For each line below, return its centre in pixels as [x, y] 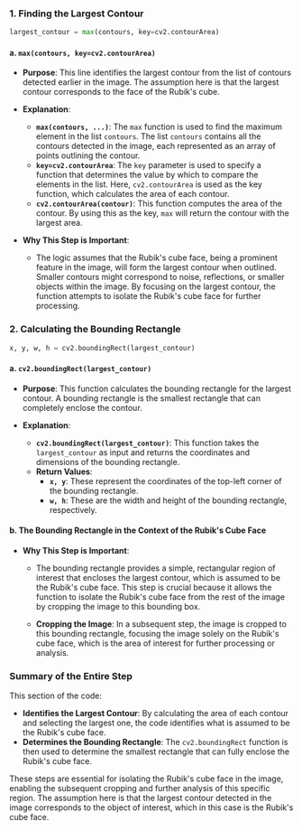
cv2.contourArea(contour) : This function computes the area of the [159, 204]
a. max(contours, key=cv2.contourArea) [82, 52]
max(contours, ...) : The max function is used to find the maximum [159, 127]
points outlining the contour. [88, 155]
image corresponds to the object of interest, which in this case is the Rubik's [151, 807]
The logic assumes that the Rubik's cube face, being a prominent [156, 258]
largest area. [59, 223]
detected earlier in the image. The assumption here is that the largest [151, 82]
